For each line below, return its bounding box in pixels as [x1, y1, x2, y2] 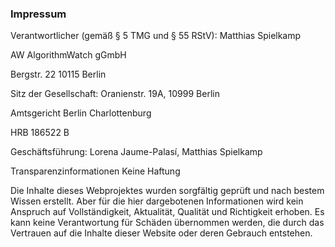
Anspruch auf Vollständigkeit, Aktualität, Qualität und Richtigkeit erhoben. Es [10, 206, 325, 218]
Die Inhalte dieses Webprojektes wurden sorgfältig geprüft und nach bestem [10, 185, 325, 197]
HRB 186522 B [10, 127, 70, 139]
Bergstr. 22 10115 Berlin [10, 68, 107, 81]
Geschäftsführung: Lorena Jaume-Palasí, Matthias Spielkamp [10, 146, 263, 158]
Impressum [10, 7, 67, 21]
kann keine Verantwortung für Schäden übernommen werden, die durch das [10, 217, 325, 229]
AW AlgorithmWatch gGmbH [10, 49, 127, 61]
